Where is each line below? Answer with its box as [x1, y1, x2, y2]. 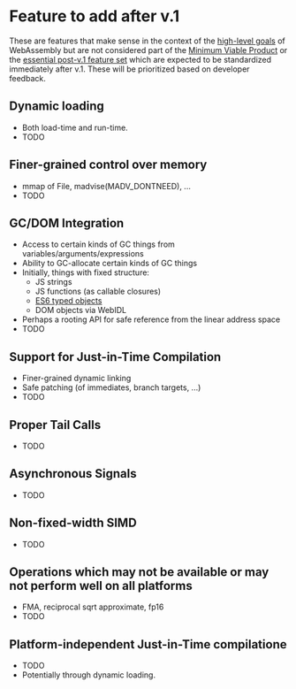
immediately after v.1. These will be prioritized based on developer [9, 64, 250, 74]
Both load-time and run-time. [21, 122, 128, 133]
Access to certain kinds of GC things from [21, 239, 175, 249]
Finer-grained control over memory [9, 157, 208, 172]
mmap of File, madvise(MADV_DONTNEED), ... [21, 180, 192, 191]
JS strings [34, 277, 72, 287]
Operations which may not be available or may [9, 564, 269, 580]
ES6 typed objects [34, 295, 102, 306]
